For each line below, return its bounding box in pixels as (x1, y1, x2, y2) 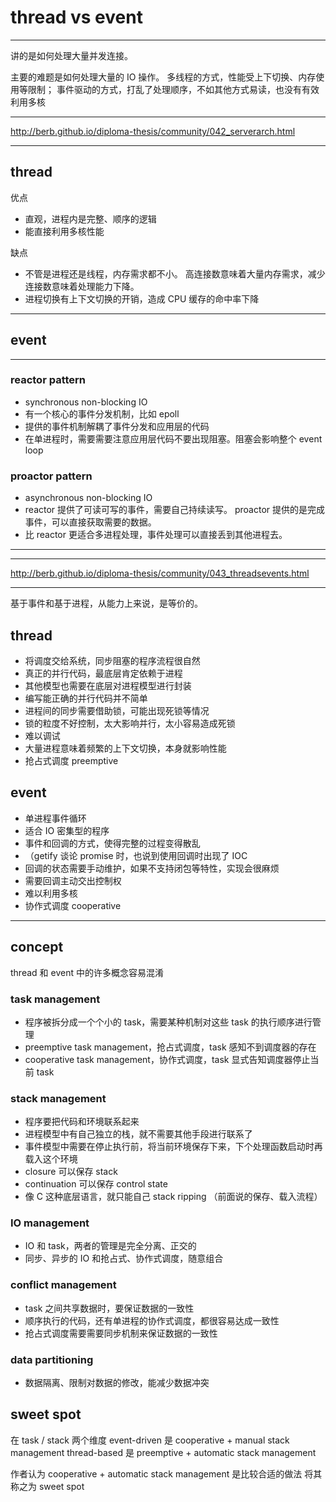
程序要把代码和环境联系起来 (24, 1116, 140, 1128)
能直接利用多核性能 (24, 225, 105, 237)
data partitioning (10, 1352, 94, 1366)
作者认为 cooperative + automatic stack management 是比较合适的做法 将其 (10, 1467, 323, 1480)
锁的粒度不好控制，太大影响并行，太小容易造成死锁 (24, 717, 236, 729)
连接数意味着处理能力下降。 (24, 280, 140, 292)
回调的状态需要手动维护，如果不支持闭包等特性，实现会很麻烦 (24, 862, 280, 874)
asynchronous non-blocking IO (24, 492, 153, 504)
